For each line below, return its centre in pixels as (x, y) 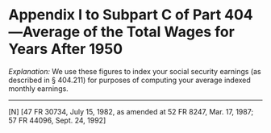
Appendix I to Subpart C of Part (115, 15)
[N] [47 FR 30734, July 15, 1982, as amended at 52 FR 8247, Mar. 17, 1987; (131, 111)
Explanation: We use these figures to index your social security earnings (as (135, 71)
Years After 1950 (66, 49)
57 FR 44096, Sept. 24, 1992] (57, 120)
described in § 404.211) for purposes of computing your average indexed (130, 80)
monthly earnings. (38, 88)
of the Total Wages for (159, 32)
